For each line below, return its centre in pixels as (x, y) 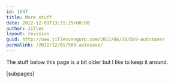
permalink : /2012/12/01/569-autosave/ (55, 45)
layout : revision (28, 34)
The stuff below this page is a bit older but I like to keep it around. (87, 62)
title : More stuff (29, 17)
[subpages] (20, 73)
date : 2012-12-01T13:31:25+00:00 (48, 23)
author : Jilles (25, 28)
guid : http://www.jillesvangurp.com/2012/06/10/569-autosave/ (85, 39)
